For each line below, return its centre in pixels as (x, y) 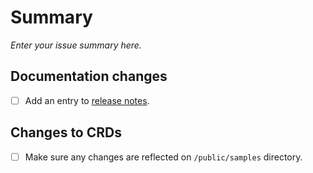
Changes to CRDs (66, 132)
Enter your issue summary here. (76, 45)
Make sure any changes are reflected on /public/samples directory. (163, 157)
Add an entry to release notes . (87, 100)
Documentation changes (89, 76)
